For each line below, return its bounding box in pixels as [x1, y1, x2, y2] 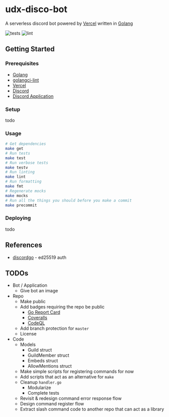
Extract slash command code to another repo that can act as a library [20, 406, 164, 412]
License [20, 331, 37, 337]
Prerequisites [5, 60, 39, 67]
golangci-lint [12, 77, 39, 83]
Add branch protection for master [20, 325, 89, 331]
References [5, 241, 42, 249]
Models [20, 342, 36, 348]
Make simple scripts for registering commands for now [20, 368, 134, 374]
